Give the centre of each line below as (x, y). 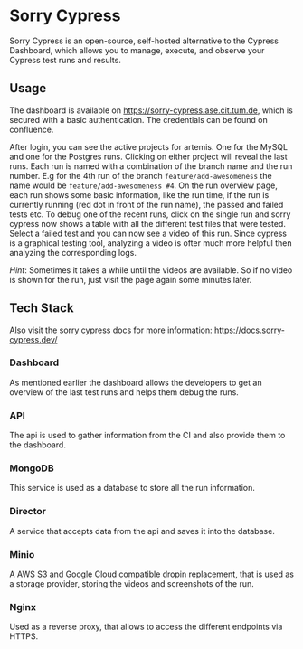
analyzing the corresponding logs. (73, 252)
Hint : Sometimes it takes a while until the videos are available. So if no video (151, 270)
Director (28, 512)
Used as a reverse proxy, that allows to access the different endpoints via (146, 627)
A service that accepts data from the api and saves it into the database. (142, 531)
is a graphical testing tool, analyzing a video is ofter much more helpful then (151, 243)
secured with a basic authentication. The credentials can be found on (139, 119)
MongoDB (32, 468)
